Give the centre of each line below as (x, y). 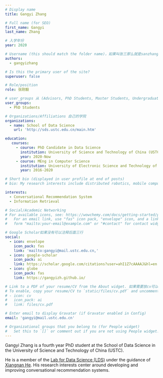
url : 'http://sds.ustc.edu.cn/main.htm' (55, 130)
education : (16, 139)
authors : (14, 58)
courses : (20, 143)
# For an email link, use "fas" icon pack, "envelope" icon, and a (77, 219)
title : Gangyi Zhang (26, 14)
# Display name (20, 9)
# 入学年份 (15, 41)
